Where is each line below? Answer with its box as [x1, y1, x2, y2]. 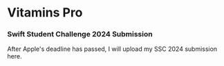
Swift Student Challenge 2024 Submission [7, 30, 153, 39]
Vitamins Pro [7, 5, 83, 21]
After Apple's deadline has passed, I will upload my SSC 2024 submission [7, 45, 218, 53]
